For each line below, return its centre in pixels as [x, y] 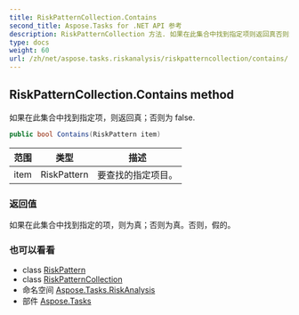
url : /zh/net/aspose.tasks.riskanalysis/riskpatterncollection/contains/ [149, 59]
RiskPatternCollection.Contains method [121, 95]
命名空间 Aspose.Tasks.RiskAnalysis [89, 290]
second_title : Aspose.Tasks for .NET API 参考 [96, 26]
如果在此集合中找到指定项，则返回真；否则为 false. [102, 117]
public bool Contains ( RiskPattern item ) [85, 134]
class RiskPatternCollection [72, 279]
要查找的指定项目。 [137, 174]
